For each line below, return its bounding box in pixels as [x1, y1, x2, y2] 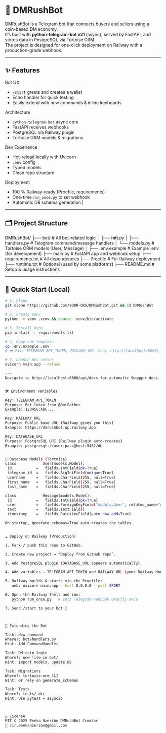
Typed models [12, 164, 42, 170]
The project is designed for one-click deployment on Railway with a [5, 42, 142, 48]
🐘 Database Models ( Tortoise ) [5, 456, 68, 462]
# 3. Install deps [5, 325, 43, 330]
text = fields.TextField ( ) [7, 507, 85, 512]
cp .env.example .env [5, 344, 50, 349]
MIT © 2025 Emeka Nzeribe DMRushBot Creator [5, 718, 98, 723]
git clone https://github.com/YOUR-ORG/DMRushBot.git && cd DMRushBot [5, 303, 154, 308]
